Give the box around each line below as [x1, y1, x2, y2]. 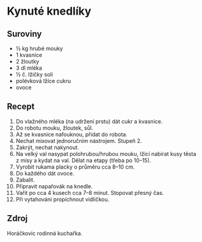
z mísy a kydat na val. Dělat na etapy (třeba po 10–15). [15, 156, 151, 164]
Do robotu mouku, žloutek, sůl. [15, 124, 93, 131]
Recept [7, 101, 35, 112]
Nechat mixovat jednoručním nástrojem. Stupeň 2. [15, 137, 142, 144]
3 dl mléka [15, 64, 42, 71]
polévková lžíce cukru [15, 78, 71, 84]
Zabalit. [15, 176, 35, 183]
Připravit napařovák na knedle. [15, 182, 93, 190]
